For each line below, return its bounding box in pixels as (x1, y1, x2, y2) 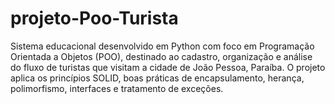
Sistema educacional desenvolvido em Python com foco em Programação (10, 40, 315, 52)
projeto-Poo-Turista (10, 7, 179, 30)
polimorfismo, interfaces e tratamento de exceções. (10, 82, 224, 94)
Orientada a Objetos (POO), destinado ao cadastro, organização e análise (10, 50, 313, 62)
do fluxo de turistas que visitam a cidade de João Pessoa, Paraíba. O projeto (10, 61, 326, 73)
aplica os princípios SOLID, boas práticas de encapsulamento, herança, (10, 72, 305, 84)
